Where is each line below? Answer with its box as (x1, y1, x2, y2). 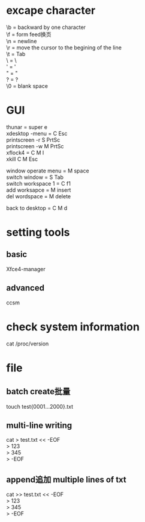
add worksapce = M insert (6, 186, 71, 193)
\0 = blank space (6, 82, 48, 89)
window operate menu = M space (6, 167, 89, 174)
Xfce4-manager (6, 265, 46, 272)
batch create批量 (6, 386, 71, 397)
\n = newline (6, 37, 37, 45)
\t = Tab (6, 50, 26, 57)
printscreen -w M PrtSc (6, 142, 64, 149)
